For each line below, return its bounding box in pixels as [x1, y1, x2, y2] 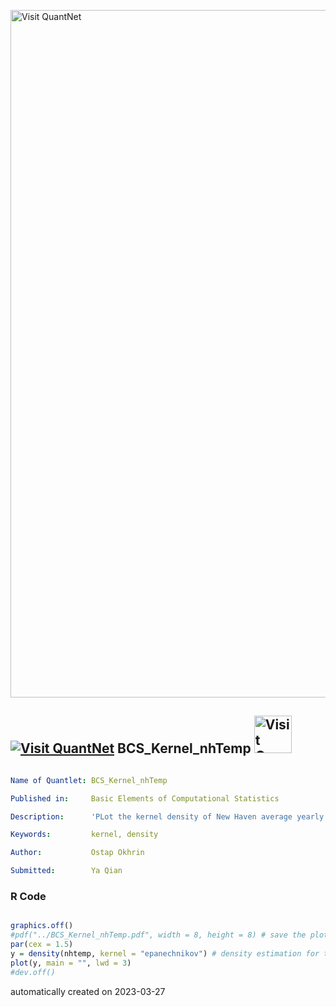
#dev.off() [10, 967, 56, 977]
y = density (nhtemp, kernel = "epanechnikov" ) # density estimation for [10, 948, 320, 959]
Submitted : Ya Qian [10, 866, 123, 876]
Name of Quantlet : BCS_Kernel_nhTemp [10, 775, 168, 785]
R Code [10, 889, 47, 903]
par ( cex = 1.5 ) [10, 940, 74, 950]
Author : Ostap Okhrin [10, 848, 145, 858]
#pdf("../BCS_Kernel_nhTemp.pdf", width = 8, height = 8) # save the [10, 930, 307, 940]
